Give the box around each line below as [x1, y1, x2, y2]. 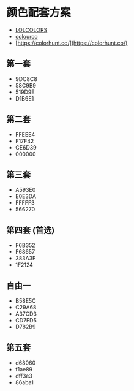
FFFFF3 [15, 199, 35, 207]
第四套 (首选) [6, 225, 55, 235]
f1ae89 [15, 365, 33, 373]
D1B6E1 [15, 94, 34, 102]
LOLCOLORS [15, 26, 48, 34]
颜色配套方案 [6, 6, 72, 20]
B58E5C [15, 297, 36, 304]
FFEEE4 [15, 131, 35, 138]
